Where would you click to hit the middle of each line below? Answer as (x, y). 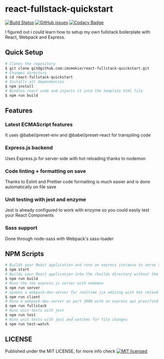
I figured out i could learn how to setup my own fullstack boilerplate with (78, 32)
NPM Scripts (25, 254)
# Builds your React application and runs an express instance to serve (81, 265)
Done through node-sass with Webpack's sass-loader (59, 239)
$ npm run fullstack (26, 306)
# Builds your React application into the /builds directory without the (82, 274)
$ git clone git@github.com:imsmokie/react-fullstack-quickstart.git (77, 68)
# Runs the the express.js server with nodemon (54, 283)
